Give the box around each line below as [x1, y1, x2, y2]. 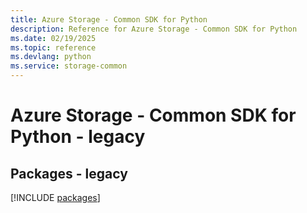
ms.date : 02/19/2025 [10, 33, 97, 43]
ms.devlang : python [10, 52, 92, 62]
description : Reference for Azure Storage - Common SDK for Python [10, 24, 298, 34]
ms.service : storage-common [10, 61, 128, 71]
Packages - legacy [10, 165, 128, 182]
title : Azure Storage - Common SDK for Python [10, 14, 208, 25]
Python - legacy [10, 126, 146, 148]
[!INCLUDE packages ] [10, 192, 101, 203]
